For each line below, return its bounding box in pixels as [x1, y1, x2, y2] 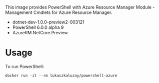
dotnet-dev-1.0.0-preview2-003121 [12, 19, 84, 25]
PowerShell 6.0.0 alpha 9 [12, 24, 64, 30]
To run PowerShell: [5, 63, 44, 69]
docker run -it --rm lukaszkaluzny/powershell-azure [5, 73, 117, 78]
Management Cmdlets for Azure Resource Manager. [5, 9, 112, 15]
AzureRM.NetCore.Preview [12, 30, 68, 35]
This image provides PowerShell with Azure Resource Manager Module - [5, 4, 155, 10]
